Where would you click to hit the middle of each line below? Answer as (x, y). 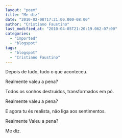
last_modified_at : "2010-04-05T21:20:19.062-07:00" (61, 29)
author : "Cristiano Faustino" (38, 24)
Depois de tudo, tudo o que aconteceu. (46, 72)
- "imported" (24, 39)
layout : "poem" (21, 10)
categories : (18, 34)
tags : (11, 48)
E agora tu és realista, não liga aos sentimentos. (56, 111)
